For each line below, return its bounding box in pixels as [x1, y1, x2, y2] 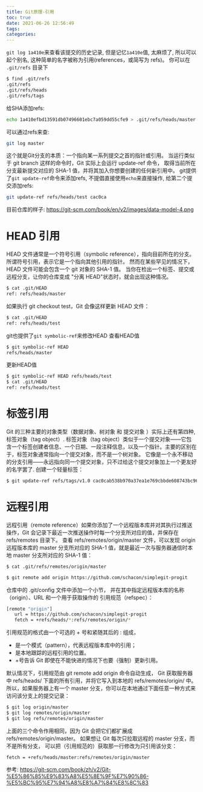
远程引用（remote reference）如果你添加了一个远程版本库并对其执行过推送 [6, 521, 193, 528]
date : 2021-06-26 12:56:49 [6, 20, 74, 26]
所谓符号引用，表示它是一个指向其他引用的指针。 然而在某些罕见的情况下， [6, 258, 193, 265]
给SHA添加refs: [6, 104, 45, 112]
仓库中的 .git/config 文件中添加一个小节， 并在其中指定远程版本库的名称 [6, 586, 185, 593]
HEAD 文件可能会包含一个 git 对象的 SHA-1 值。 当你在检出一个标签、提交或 [6, 265, 195, 273]
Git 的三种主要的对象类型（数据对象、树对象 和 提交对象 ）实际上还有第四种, [6, 428, 196, 435]
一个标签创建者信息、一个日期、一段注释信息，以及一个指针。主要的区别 [11, 443, 192, 450]
